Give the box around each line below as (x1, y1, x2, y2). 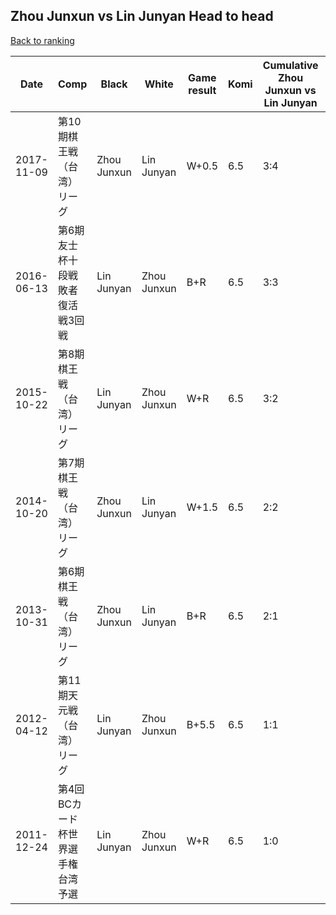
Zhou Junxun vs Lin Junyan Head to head (10, 8, 274, 25)
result (188, 83, 217, 97)
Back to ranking (10, 34, 75, 46)
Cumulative (262, 58, 319, 72)
